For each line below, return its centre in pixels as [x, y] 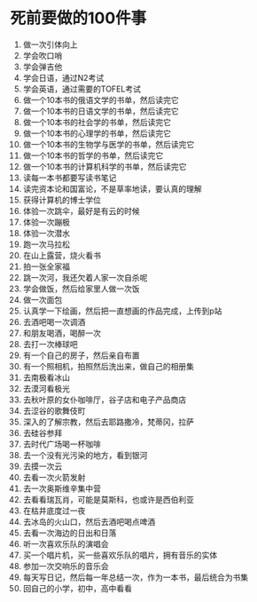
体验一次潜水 [46, 233]
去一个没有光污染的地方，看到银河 [85, 455]
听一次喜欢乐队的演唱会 [66, 543]
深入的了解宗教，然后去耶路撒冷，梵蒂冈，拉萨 [108, 422]
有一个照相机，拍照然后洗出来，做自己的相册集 [108, 366]
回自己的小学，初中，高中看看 [77, 588]
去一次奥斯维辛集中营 [62, 488]
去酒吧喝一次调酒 [54, 321]
